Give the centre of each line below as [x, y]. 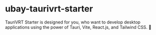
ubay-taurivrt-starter [49, 9]
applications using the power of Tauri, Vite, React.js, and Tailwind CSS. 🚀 [78, 27]
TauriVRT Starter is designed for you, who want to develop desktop [73, 22]
